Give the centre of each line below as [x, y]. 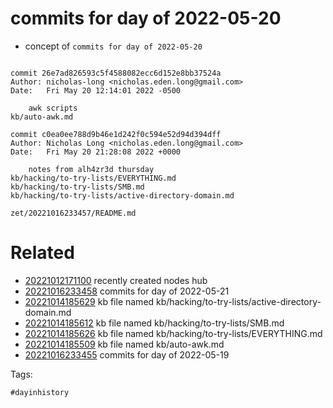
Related [42, 253]
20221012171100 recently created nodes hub [116, 280]
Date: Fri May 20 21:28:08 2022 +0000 [96, 152]
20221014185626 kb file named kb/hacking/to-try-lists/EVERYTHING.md [173, 333]
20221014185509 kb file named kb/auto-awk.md [124, 344]
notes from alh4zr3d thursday [91, 169]
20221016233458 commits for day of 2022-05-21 [127, 291]
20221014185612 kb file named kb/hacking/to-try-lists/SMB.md [154, 323]
